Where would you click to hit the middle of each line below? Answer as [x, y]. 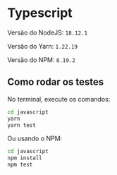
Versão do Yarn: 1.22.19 [43, 46]
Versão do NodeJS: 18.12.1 [48, 32]
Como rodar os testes [56, 82]
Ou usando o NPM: [35, 138]
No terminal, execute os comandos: [59, 99]
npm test [20, 165]
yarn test [22, 125]
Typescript [40, 13]
